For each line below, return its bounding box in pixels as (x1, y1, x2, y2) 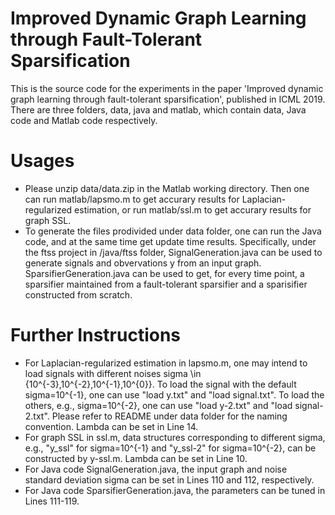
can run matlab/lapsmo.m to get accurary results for (24, 193, 240, 205)
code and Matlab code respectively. (10, 114, 158, 126)
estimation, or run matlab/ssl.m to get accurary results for (74, 203, 312, 216)
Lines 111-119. (24, 495, 80, 507)
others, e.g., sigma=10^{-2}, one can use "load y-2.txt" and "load (24, 399, 293, 411)
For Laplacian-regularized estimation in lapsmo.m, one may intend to (24, 357, 308, 369)
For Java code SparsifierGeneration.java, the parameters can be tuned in (24, 484, 326, 496)
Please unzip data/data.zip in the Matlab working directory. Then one (24, 182, 310, 194)
